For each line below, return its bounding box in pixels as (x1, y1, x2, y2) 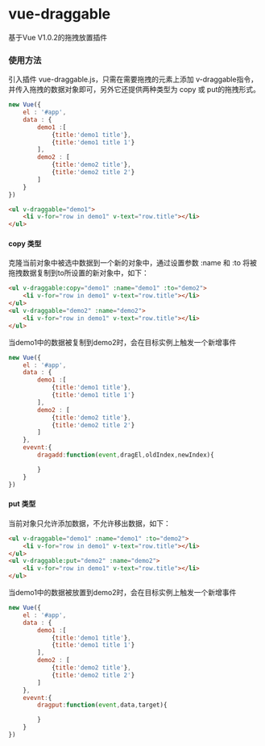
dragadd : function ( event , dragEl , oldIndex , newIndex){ (37, 451, 215, 460)
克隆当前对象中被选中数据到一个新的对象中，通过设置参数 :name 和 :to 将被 (8, 258, 258, 268)
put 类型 (8, 499, 36, 509)
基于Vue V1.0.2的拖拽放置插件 (8, 32, 108, 42)
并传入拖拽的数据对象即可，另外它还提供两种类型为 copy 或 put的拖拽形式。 (8, 85, 260, 94)
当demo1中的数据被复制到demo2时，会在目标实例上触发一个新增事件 (8, 337, 237, 347)
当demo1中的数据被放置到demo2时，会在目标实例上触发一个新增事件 (8, 588, 237, 598)
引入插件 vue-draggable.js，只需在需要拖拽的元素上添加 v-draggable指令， (8, 74, 258, 85)
